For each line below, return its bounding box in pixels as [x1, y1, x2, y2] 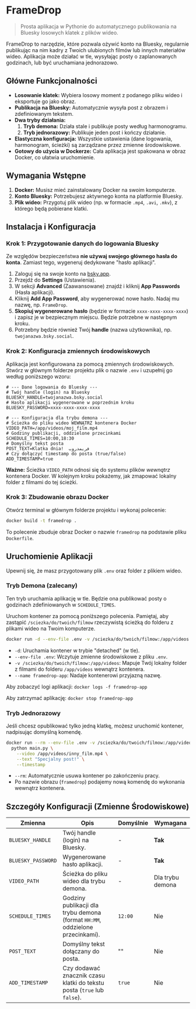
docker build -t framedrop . [6, 517, 77, 524]
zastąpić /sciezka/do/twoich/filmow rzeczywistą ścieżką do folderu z [6, 619, 174, 626]
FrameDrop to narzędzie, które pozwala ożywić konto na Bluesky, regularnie [6, 40, 190, 47]
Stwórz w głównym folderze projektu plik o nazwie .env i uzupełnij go [6, 366, 173, 373]
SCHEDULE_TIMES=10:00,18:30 [6, 435, 75, 441]
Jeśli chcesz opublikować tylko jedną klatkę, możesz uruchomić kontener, [6, 722, 184, 729]
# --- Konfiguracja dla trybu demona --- [6, 415, 108, 421]
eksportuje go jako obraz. [14, 98, 76, 105]
